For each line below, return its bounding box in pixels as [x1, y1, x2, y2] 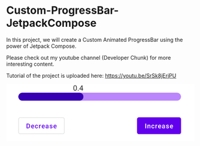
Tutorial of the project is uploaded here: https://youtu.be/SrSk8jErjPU [6, 72, 177, 79]
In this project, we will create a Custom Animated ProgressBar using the [6, 36, 183, 43]
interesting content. [6, 60, 54, 68]
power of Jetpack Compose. [6, 42, 77, 50]
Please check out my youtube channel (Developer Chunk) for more [6, 54, 171, 61]
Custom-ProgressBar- [6, 4, 119, 17]
